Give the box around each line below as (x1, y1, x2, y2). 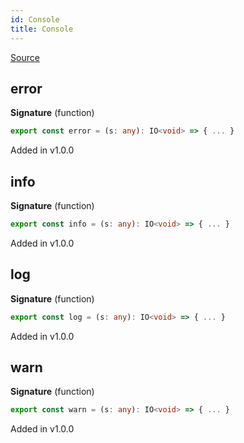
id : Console (10, 14, 60, 25)
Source (10, 51, 40, 63)
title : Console (10, 24, 74, 34)
